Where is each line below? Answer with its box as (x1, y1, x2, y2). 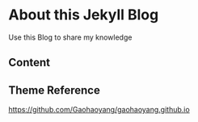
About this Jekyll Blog (8, 6, 159, 24)
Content (8, 56, 51, 69)
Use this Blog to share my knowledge (8, 32, 133, 42)
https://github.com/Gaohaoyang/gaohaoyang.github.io (8, 105, 190, 115)
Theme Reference (8, 83, 101, 97)
